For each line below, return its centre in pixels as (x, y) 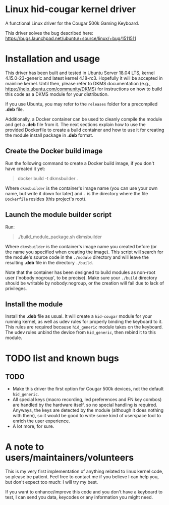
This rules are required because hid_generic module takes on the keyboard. (84, 327)
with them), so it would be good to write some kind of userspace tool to (87, 416)
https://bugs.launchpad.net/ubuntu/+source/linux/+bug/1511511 (71, 38)
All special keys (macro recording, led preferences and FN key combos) (87, 400)
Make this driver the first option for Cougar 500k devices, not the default (88, 389)
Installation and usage (52, 59)
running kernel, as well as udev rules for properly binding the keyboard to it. (84, 322)
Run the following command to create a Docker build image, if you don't (80, 163)
